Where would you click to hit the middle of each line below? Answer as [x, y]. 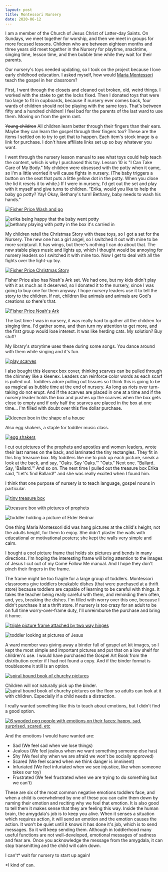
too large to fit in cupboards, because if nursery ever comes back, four [78, 101]
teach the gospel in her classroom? [41, 80]
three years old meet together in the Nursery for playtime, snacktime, [76, 49]
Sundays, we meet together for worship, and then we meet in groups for [79, 39]
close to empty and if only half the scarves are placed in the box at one [78, 403]
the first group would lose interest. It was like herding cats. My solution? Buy [84, 331]
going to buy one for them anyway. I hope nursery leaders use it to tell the [81, 291]
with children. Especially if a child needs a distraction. [60, 696]
